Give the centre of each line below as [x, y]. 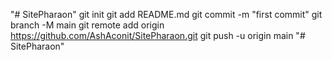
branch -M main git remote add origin [87, 25]
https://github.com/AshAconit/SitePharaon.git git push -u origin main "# [158, 35]
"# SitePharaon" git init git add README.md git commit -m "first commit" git [166, 14]
